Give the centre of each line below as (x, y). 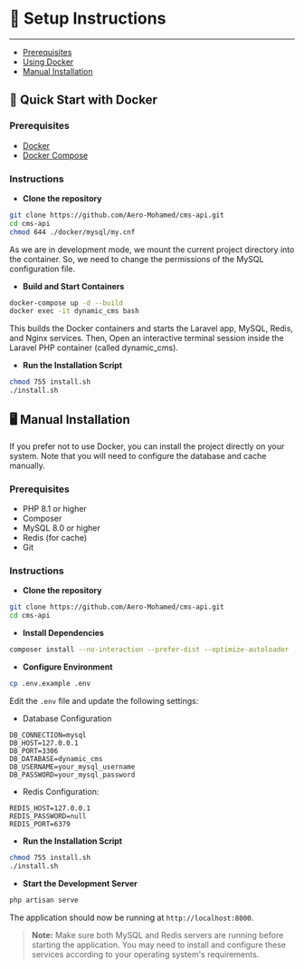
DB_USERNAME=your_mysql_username (72, 767)
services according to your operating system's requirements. (145, 954)
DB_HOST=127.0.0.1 (44, 743)
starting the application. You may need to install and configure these (159, 945)
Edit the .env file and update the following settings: (104, 700)
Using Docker (48, 62)
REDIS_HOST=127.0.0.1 (50, 808)
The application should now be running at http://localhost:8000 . (132, 917)
